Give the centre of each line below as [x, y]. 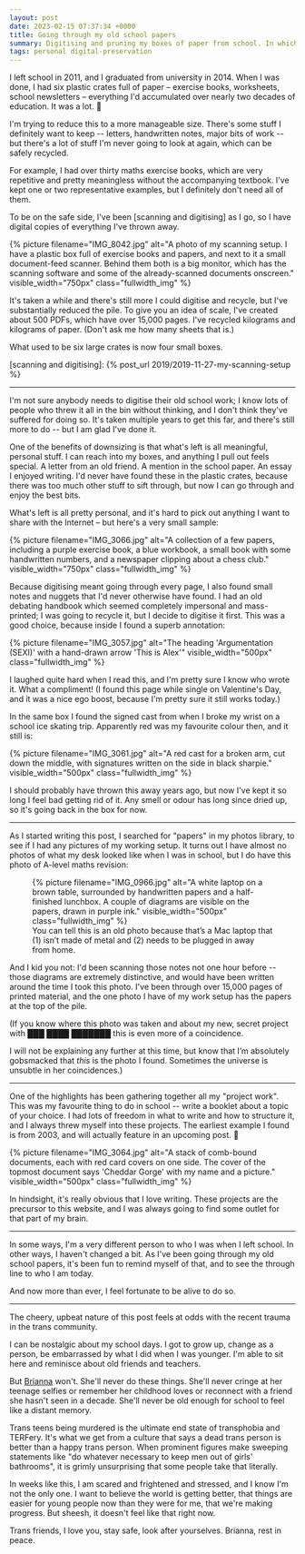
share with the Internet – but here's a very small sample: [114, 522]
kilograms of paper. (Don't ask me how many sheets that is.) [122, 330]
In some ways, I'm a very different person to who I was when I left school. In [152, 1244]
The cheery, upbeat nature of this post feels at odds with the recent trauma [150, 1317]
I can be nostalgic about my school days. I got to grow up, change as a [142, 1344]
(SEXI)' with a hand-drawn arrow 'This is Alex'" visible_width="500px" [141, 653]
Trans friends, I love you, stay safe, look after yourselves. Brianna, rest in [145, 1530]
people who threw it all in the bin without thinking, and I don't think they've [148, 411]
